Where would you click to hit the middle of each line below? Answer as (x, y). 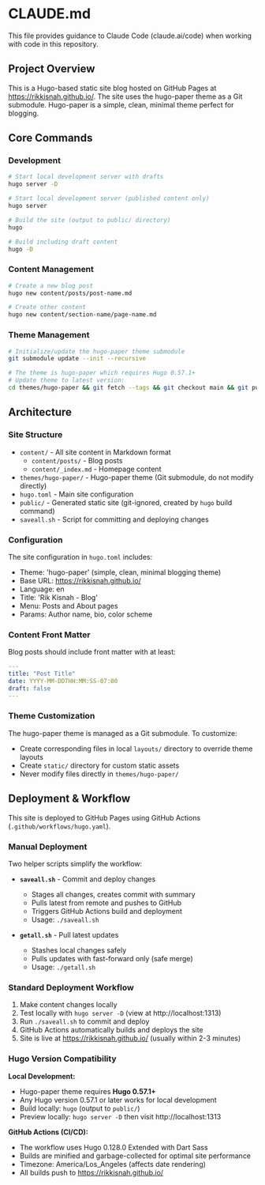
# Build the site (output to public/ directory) (90, 220)
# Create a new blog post (50, 285)
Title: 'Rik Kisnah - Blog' (59, 597)
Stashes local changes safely (79, 950)
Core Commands (50, 138)
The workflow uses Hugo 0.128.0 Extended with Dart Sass (114, 1147)
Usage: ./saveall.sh (65, 919)
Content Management (51, 270)
